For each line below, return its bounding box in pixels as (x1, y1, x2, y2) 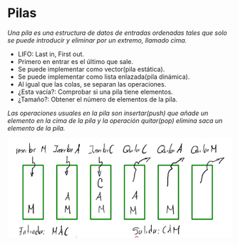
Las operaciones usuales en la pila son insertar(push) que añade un (7, 109, 209, 117)
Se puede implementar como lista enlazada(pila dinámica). (17, 72, 190, 81)
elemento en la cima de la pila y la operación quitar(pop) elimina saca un (7, 116, 223, 125)
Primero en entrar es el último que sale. (17, 57, 134, 65)
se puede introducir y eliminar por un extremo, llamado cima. (7, 36, 187, 44)
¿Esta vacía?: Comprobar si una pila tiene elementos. (17, 87, 173, 96)
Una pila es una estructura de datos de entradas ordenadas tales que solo (7, 28, 227, 37)
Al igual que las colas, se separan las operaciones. (17, 80, 167, 88)
